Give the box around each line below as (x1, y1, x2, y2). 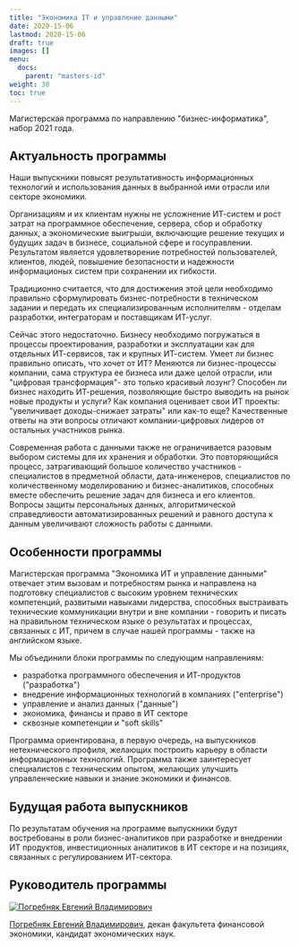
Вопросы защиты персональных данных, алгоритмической (9, 499, 235, 510)
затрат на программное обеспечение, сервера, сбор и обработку (9, 218, 262, 229)
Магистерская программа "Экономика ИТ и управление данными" (9, 568, 268, 579)
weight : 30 (9, 80, 50, 89)
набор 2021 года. (9, 122, 74, 133)
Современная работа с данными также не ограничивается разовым (9, 442, 272, 453)
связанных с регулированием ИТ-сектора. (9, 851, 173, 862)
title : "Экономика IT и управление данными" (9, 13, 178, 22)
